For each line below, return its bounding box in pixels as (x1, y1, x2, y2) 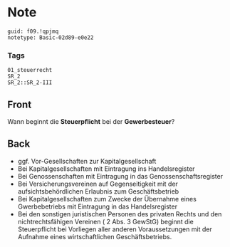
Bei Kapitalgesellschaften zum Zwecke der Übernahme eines (17, 194, 197, 203)
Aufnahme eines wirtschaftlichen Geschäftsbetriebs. (17, 232, 172, 241)
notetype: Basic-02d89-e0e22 (7, 33, 94, 41)
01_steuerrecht (7, 67, 53, 74)
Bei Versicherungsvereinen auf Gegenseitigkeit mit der (17, 179, 178, 188)
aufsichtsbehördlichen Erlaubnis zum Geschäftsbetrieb (17, 186, 179, 196)
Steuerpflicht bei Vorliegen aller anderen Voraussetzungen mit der (17, 225, 212, 233)
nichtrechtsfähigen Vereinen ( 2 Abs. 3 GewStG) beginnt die (17, 217, 194, 226)
